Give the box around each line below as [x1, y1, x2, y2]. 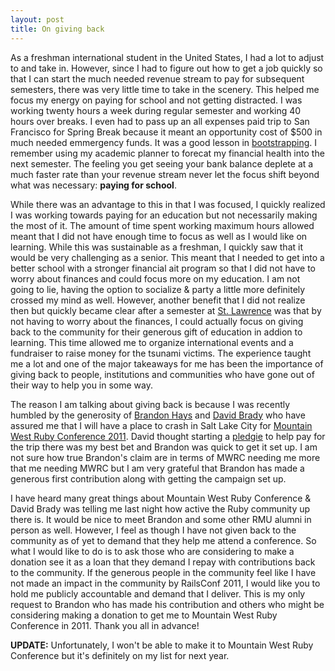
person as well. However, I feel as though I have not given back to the [10, 524, 297, 536]
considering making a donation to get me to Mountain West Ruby [10, 609, 278, 621]
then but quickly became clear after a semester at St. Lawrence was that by [10, 304, 322, 316]
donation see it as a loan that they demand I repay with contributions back [10, 556, 316, 568]
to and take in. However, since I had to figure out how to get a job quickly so [10, 62, 323, 74]
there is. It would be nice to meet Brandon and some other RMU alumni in [10, 513, 312, 525]
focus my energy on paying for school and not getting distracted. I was [10, 94, 303, 106]
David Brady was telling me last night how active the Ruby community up [10, 502, 311, 515]
